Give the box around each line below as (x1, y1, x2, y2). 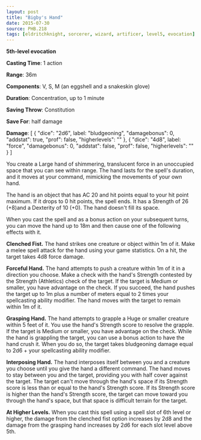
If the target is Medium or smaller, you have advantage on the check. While (6, 328, 193, 335)
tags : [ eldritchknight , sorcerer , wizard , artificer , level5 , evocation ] (6, 31, 196, 37)
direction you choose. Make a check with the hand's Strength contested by (6, 271, 193, 278)
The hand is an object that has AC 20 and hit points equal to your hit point (6, 191, 189, 199)
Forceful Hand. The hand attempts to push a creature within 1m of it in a (6, 265, 185, 272)
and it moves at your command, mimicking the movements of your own (6, 173, 182, 181)
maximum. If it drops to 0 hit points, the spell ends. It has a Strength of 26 (6, 198, 188, 205)
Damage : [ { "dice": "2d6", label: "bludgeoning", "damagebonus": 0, (6, 130, 175, 137)
